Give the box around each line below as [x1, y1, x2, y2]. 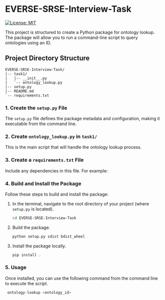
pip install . [12, 252, 41, 257]
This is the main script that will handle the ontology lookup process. [5, 144, 142, 150]
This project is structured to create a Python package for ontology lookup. [5, 29, 155, 35]
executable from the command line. [5, 121, 77, 127]
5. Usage [5, 264, 27, 271]
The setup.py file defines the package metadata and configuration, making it [5, 116, 160, 122]
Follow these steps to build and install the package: [5, 191, 109, 197]
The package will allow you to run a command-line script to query [5, 34, 138, 40]
